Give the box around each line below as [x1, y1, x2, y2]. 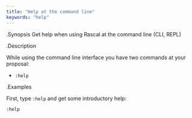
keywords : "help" [6, 14, 50, 20]
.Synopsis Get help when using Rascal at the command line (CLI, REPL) [6, 30, 181, 38]
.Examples [6, 83, 32, 90]
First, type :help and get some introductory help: [6, 95, 127, 102]
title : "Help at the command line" [6, 8, 95, 15]
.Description [6, 42, 36, 49]
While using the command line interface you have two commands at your [6, 54, 187, 61]
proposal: [6, 60, 30, 67]
